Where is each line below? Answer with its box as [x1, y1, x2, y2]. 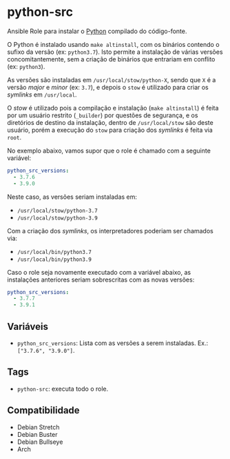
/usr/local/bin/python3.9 [17, 256, 92, 263]
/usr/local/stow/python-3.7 [17, 207, 98, 214]
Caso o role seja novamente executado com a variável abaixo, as [7, 268, 191, 276]
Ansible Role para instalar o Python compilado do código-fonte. [7, 27, 187, 35]
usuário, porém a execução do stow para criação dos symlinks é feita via [7, 126, 213, 134]
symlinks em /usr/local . [7, 90, 77, 99]
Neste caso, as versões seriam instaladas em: [7, 193, 138, 201]
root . [7, 133, 22, 141]
